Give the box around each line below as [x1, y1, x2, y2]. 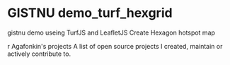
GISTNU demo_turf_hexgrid [7, 5, 173, 21]
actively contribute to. [7, 49, 71, 58]
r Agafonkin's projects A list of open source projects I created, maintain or [7, 42, 223, 50]
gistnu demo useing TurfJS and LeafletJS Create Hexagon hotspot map [7, 28, 216, 37]
